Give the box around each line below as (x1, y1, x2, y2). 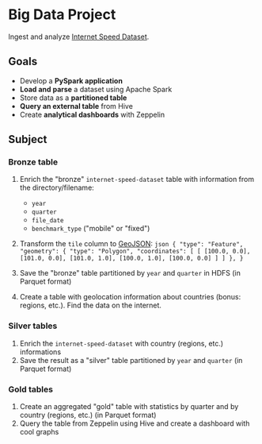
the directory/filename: (19, 183, 95, 192)
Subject (8, 133, 47, 146)
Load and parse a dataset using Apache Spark (19, 84, 173, 94)
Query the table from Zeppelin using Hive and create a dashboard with (19, 419, 250, 428)
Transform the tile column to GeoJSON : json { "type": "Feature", (19, 239, 244, 249)
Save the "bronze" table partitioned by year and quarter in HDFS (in (19, 268, 241, 278)
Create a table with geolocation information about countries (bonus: (19, 292, 241, 302)
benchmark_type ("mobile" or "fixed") (31, 224, 150, 234)
